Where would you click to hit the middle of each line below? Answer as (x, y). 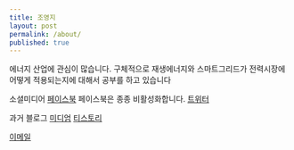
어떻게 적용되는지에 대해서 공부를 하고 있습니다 (90, 80)
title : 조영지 (33, 17)
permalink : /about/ (45, 34)
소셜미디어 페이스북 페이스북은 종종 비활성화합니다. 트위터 (109, 99)
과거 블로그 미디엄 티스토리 (56, 118)
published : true (39, 42)
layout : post (33, 26)
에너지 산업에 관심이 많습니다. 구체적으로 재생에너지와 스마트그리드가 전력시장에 (147, 69)
